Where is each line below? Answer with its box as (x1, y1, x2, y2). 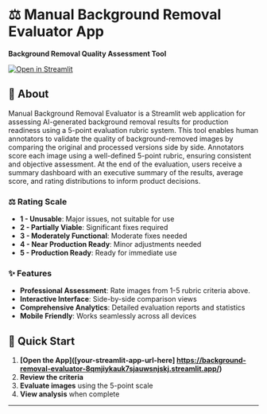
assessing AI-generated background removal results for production (8, 117, 229, 127)
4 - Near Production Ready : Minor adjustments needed (19, 240, 202, 249)
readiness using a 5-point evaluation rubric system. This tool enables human (8, 125, 259, 135)
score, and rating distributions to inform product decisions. (8, 176, 201, 186)
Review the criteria (19, 373, 83, 382)
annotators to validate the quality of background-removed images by (8, 134, 234, 143)
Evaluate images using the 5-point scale (19, 381, 153, 391)
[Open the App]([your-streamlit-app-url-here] (19, 356, 176, 365)
